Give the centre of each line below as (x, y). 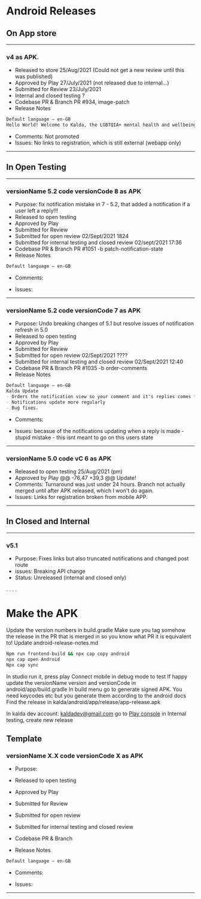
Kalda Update (22, 391)
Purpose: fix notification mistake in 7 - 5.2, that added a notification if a (102, 205)
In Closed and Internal (48, 521)
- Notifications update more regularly (56, 402)
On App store (31, 33)
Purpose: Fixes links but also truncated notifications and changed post (102, 558)
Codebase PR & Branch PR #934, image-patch (72, 102)
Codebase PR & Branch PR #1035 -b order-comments (81, 368)
